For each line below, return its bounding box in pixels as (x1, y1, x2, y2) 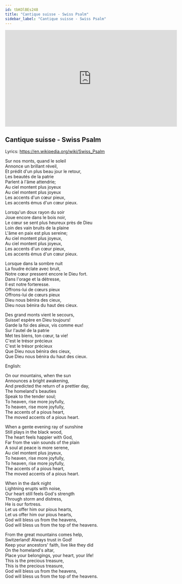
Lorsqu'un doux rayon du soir (5, 209, 65, 215)
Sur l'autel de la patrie (5, 328, 50, 334)
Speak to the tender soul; (5, 393, 56, 399)
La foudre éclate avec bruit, (5, 266, 61, 272)
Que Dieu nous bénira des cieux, (5, 348, 71, 354)
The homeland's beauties (5, 389, 56, 394)
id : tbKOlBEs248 (5, 7, 38, 12)
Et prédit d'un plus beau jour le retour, (5, 168, 82, 174)
